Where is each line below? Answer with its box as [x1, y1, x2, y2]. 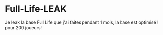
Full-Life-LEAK [5, 3, 67, 15]
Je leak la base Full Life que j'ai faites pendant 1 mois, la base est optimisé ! [5, 19, 159, 25]
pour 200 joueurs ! [5, 24, 43, 30]
